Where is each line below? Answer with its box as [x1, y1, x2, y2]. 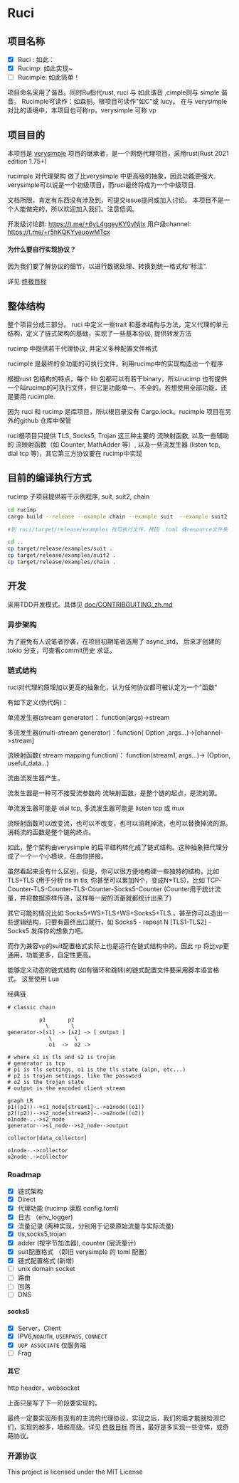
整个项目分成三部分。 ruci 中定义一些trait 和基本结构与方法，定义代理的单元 [7, 320, 229, 329]
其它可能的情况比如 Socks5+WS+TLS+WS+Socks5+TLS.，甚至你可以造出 [7, 909, 223, 918]
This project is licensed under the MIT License [7, 1467, 144, 1477]
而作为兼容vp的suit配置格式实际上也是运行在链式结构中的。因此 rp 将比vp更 [7, 942, 230, 950]
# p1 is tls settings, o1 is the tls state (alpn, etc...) [7, 1066, 186, 1073]
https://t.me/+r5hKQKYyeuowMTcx [7, 228, 110, 236]
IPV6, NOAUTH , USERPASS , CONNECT [17, 1331, 108, 1340]
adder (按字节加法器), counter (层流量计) [17, 1239, 137, 1248]
